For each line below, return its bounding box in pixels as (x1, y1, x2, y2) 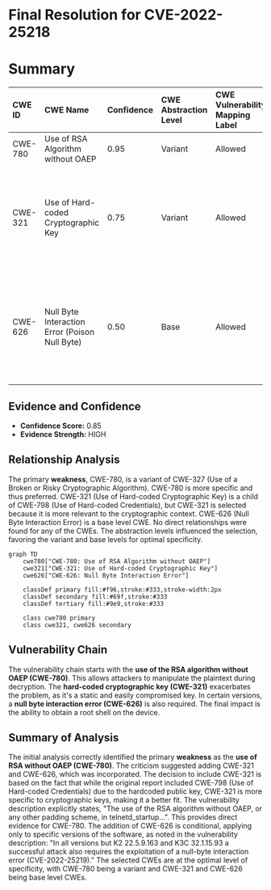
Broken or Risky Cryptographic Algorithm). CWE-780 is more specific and (8, 483, 253, 493)
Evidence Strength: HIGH (19, 429, 106, 439)
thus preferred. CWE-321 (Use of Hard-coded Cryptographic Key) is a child (8, 491, 259, 501)
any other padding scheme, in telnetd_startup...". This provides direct (8, 812, 238, 822)
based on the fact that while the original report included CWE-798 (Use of (8, 778, 254, 788)
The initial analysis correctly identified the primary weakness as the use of (8, 752, 257, 762)
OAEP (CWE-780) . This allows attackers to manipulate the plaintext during (8, 673, 256, 683)
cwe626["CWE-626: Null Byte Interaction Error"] (23, 571, 190, 579)
